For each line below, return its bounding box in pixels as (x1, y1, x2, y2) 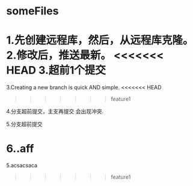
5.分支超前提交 (6, 121, 43, 128)
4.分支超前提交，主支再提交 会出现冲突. (6, 108, 104, 115)
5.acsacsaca (6, 162, 38, 169)
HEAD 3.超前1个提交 (6, 64, 106, 77)
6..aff (6, 142, 34, 155)
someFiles (6, 4, 59, 18)
